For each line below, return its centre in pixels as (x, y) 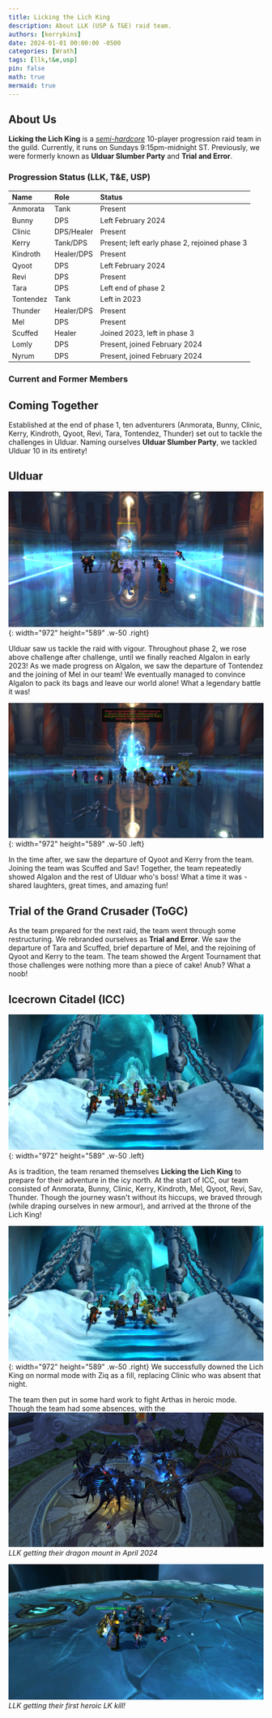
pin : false (27, 69)
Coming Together (53, 405)
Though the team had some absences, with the (87, 1409)
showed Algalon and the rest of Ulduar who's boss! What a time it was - (128, 877)
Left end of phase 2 (133, 288)
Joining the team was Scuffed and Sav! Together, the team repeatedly (125, 868)
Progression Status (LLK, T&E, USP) (80, 177)
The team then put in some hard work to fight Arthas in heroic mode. (123, 1400)
